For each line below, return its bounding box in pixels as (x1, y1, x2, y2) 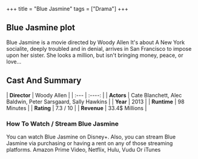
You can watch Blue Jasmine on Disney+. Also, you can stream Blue (6, 133, 176, 140)
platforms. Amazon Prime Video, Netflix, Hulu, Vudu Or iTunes (6, 146, 161, 153)
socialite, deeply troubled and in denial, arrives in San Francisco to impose (6, 45, 192, 52)
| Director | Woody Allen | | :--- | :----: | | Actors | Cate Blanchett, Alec (6, 91, 182, 99)
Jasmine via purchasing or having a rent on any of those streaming (6, 139, 173, 147)
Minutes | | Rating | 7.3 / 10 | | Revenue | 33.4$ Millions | (6, 104, 147, 111)
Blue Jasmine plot (6, 22, 76, 33)
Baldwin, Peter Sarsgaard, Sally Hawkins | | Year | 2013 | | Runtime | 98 (6, 98, 185, 105)
